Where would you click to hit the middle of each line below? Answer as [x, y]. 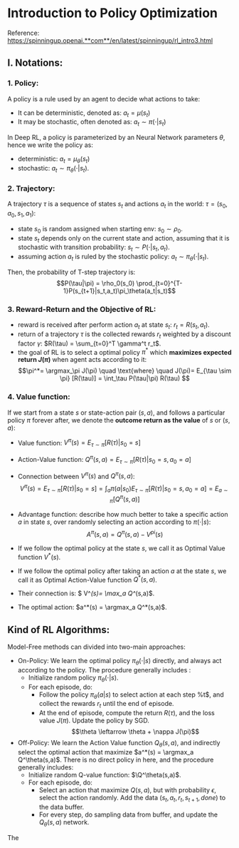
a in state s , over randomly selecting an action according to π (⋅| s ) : [114, 522]
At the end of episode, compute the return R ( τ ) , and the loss [127, 713]
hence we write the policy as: [51, 145]
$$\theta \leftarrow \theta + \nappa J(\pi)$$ [136, 732]
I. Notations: [35, 63]
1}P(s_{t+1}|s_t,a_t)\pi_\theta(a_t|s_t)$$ [119, 291]
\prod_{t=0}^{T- [159, 283]
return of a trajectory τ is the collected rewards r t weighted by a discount [124, 335]
